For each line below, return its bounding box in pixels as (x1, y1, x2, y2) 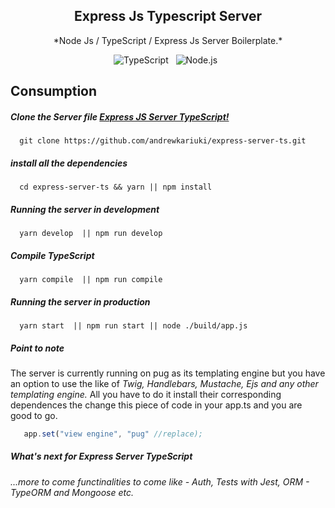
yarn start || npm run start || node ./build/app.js (19, 321, 248, 331)
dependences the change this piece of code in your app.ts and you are (10, 399, 303, 411)
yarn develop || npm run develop (19, 229, 163, 239)
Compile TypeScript (10, 249, 95, 261)
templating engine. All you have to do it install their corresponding (10, 389, 282, 401)
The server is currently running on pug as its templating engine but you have (10, 367, 326, 379)
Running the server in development (10, 203, 160, 215)
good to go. (10, 410, 58, 422)
